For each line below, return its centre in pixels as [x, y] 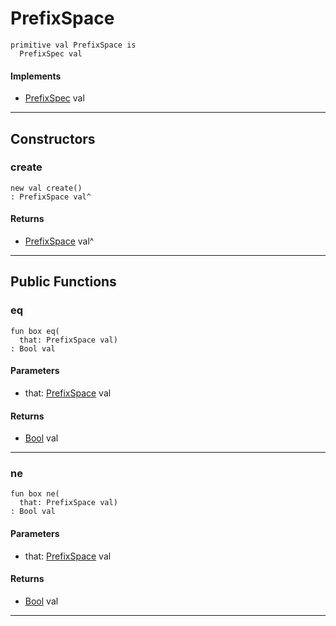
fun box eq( [35, 331]
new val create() [46, 188]
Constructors [53, 138]
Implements [36, 76]
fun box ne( [35, 494]
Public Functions [63, 282]
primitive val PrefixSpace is [73, 45]
